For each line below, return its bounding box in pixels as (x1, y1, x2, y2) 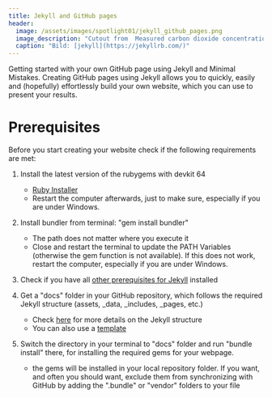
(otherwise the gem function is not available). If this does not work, (32, 251, 256, 260)
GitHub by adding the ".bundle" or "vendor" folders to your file (32, 381, 240, 391)
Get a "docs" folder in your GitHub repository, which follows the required (19, 290, 263, 300)
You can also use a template (32, 324, 127, 333)
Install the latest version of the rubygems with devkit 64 (19, 169, 206, 179)
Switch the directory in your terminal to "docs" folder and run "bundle (19, 339, 253, 349)
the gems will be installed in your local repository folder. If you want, (32, 363, 261, 373)
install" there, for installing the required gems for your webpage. (19, 348, 235, 358)
